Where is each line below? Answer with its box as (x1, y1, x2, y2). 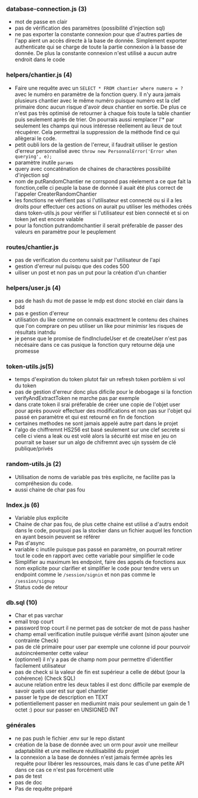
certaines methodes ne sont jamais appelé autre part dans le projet (14, 420, 178, 427)
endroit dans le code (14, 56, 65, 63)
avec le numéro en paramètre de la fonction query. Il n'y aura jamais (14, 91, 181, 98)
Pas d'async (14, 540, 46, 547)
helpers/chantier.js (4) (6, 71, 73, 79)
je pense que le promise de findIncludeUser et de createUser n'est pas (14, 335, 187, 342)
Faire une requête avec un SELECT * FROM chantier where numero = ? (14, 84, 183, 91)
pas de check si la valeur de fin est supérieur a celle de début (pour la (14, 669, 185, 676)
